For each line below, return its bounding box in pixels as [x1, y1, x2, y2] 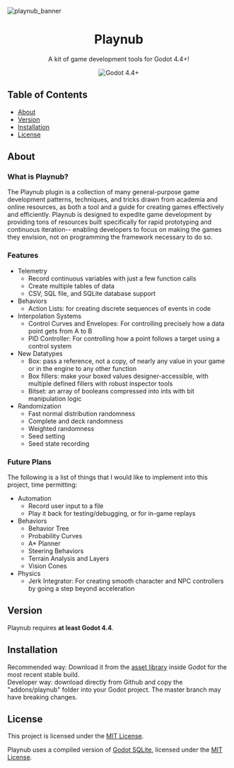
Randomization [17, 401, 62, 410]
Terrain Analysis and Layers [28, 555, 110, 563]
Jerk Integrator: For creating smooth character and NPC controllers [28, 577, 224, 586]
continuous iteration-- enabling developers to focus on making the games [7, 225, 222, 234]
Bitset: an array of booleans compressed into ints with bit [28, 386, 194, 395]
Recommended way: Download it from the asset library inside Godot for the [7, 663, 228, 671]
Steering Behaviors [28, 547, 84, 555]
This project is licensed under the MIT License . [7, 732, 144, 740]
